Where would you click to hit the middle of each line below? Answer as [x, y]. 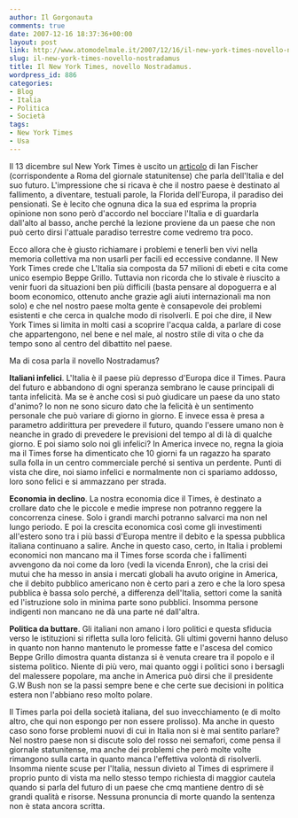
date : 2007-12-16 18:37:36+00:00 [71, 34]
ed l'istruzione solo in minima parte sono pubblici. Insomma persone [134, 602]
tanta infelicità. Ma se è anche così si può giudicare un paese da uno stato [145, 396]
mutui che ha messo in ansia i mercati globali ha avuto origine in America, [144, 573]
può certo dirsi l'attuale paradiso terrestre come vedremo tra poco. [131, 232]
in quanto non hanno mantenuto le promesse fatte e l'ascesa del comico [141, 647]
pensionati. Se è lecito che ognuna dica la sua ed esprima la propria [133, 204]
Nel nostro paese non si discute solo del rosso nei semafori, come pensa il [145, 740]
